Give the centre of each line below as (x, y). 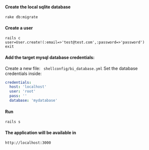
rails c (13, 38)
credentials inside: (23, 74)
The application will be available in (41, 132)
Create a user (19, 28)
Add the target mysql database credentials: (50, 57)
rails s (13, 122)
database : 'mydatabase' (33, 101)
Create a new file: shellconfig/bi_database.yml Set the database (71, 68)
